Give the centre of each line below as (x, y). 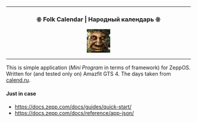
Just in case (21, 93)
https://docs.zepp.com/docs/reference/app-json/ (74, 113)
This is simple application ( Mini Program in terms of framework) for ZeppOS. (98, 67)
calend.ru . (18, 80)
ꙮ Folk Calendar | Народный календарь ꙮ (98, 19)
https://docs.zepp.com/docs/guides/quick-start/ (73, 107)
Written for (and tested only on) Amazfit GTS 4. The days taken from (89, 74)
